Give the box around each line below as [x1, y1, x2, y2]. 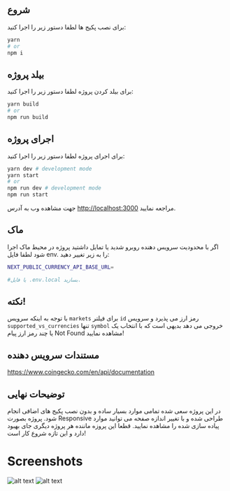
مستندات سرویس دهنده [7, 349, 99, 361]
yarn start [7, 171, 39, 179]
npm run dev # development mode [7, 185, 101, 192]
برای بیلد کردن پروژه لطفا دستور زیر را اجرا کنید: [7, 87, 134, 96]
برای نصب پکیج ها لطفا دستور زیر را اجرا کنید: [7, 22, 127, 31]
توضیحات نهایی [7, 388, 65, 400]
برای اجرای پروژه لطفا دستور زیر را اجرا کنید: [7, 152, 125, 160]
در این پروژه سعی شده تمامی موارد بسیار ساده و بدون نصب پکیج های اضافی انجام [7, 407, 222, 415]
